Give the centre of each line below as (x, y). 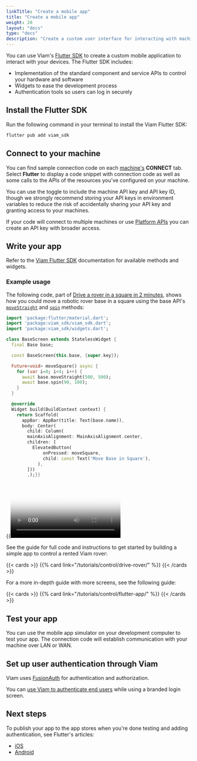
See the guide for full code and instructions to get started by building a (91, 547)
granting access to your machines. (48, 210)
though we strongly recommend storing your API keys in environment (90, 198)
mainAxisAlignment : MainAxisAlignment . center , (85, 437)
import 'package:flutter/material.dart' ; (57, 318)
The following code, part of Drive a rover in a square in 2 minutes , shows (94, 295)
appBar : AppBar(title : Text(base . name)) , (73, 420)
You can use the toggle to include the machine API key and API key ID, (91, 191)
